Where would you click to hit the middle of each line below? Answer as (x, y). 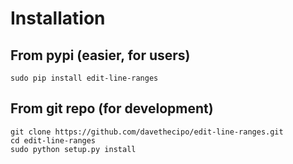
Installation (58, 18)
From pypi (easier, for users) (100, 55)
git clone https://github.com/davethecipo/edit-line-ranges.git (147, 132)
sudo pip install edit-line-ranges (84, 78)
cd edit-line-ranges (53, 140)
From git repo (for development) (112, 108)
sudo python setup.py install (73, 149)
